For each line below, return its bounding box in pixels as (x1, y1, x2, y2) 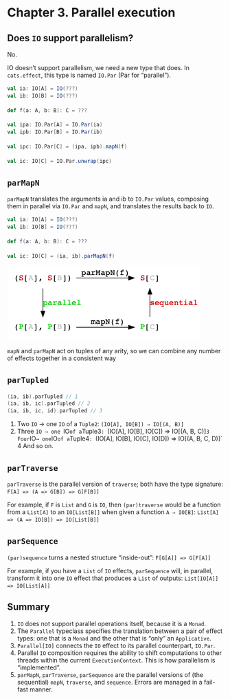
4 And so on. (16, 442, 54, 450)
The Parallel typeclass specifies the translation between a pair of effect (16, 627, 223, 635)
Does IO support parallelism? (7, 32, 134, 44)
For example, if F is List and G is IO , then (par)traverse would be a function (7, 500, 221, 509)
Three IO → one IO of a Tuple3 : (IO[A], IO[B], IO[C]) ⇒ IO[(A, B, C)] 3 (16, 428, 209, 436)
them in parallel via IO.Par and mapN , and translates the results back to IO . (7, 202, 214, 210)
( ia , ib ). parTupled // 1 (7, 393, 78, 400)
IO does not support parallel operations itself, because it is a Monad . (16, 619, 207, 628)
